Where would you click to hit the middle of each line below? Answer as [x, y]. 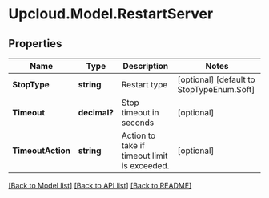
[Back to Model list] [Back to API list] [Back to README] [100, 186]
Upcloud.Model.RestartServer [111, 14]
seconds [138, 123]
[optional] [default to [216, 79]
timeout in [140, 113]
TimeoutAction [41, 151]
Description [146, 66]
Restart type [145, 85]
